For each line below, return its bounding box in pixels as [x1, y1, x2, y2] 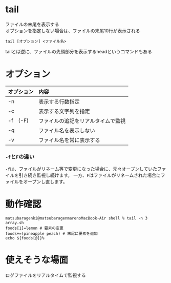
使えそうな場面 [5, 254, 69, 266]
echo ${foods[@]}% [5, 236, 45, 241]
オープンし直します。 [23, 178, 68, 185]
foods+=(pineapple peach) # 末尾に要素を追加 [5, 231, 98, 236]
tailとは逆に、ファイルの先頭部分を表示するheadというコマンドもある [5, 48, 152, 54]
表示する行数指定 [38, 98, 80, 105]
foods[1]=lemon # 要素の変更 [5, 226, 64, 231]
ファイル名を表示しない [38, 127, 96, 134]
